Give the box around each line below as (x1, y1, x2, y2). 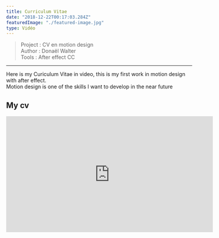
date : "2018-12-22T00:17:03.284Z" (6, 14, 91, 20)
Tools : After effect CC (20, 54, 76, 61)
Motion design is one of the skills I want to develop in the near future (6, 83, 173, 90)
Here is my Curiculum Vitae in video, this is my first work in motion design (6, 71, 186, 78)
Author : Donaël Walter (20, 48, 76, 55)
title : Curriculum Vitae (6, 8, 67, 15)
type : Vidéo (6, 25, 35, 31)
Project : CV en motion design (20, 41, 94, 48)
